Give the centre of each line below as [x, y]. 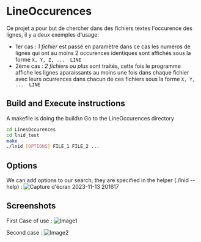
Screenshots [31, 206]
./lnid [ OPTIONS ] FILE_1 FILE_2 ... [53, 147]
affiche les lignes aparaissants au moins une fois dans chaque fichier [102, 72]
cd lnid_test [23, 135]
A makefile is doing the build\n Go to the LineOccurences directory [90, 118]
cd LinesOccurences [31, 130]
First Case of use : [29, 221]
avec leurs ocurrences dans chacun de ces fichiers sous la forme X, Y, [105, 79]
